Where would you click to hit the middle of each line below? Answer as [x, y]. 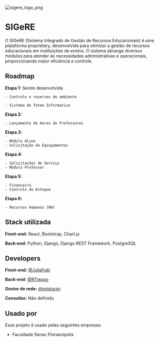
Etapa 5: [14, 176]
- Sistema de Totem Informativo [38, 105]
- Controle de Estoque [28, 189]
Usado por [21, 313]
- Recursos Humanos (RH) [30, 207]
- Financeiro [18, 185]
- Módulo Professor [25, 167]
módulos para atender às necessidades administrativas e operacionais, [76, 56]
